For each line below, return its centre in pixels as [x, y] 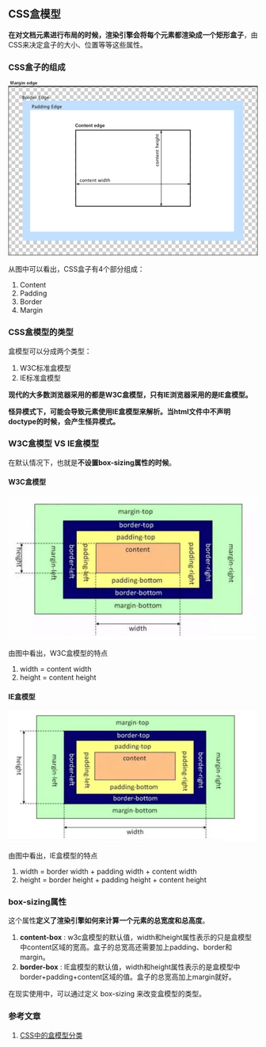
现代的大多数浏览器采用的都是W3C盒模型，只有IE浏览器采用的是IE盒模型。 [130, 394]
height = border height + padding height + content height [113, 879]
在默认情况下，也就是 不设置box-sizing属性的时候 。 [92, 463]
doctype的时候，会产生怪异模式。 [64, 421]
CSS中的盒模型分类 [51, 1035]
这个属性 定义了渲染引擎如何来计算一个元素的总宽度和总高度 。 [109, 920]
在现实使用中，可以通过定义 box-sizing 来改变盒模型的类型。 [107, 994]
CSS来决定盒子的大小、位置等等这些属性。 [78, 44]
